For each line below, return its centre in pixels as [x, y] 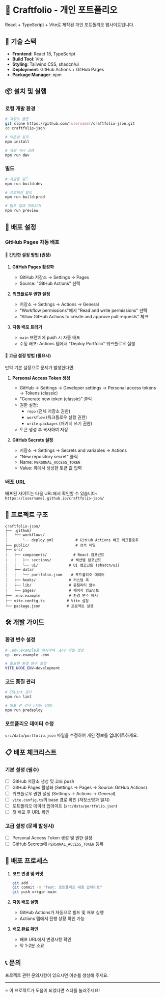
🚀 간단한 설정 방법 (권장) [28, 255]
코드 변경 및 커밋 [27, 873]
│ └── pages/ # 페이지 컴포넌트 [52, 590]
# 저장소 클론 [17, 119]
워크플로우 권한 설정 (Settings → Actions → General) [64, 794]
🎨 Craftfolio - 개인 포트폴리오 [61, 10]
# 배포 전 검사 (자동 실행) [29, 706]
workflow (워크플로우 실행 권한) [57, 417]
